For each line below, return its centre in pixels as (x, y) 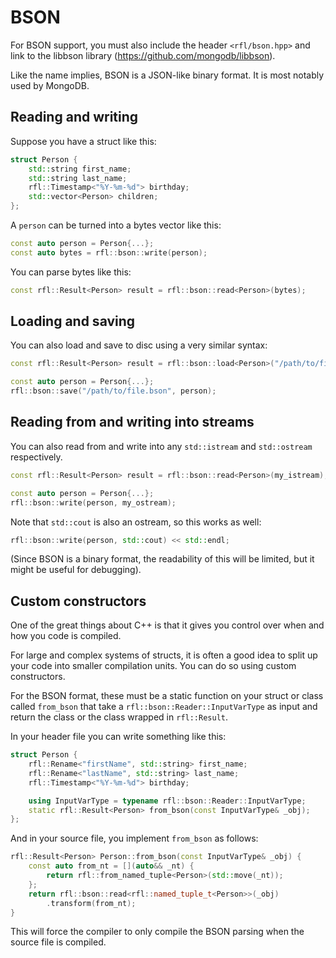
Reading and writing (74, 117)
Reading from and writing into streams (132, 422)
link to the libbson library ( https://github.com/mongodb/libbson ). (143, 55)
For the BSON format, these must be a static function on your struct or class (167, 696)
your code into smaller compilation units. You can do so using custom (153, 666)
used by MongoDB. (50, 85)
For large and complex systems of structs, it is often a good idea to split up (164, 655)
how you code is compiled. (66, 636)
